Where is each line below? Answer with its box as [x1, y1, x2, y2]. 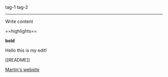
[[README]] [5, 57, 30, 63]
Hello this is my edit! [5, 47, 47, 53]
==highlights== [5, 28, 37, 34]
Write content [5, 18, 33, 24]
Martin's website [5, 67, 40, 73]
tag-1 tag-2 [5, 4, 28, 10]
